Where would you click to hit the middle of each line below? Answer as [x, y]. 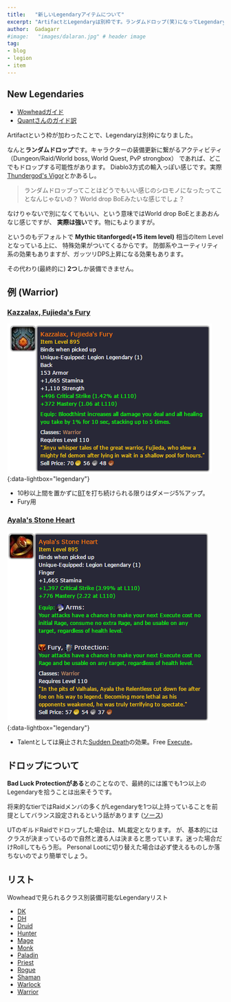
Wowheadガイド [40, 112]
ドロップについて [43, 765]
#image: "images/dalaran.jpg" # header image [77, 37]
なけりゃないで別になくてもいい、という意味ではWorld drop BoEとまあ [107, 213]
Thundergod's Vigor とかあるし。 [54, 175]
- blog [16, 51]
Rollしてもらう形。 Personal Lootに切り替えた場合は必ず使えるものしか [113, 847]
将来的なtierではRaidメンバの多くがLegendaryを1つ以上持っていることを [110, 807]
